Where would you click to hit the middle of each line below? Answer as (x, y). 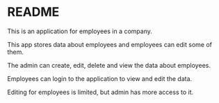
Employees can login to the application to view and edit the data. (100, 78)
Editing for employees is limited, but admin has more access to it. (100, 92)
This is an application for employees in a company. (80, 31)
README (33, 12)
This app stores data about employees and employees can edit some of (109, 44)
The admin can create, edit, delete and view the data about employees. (109, 65)
